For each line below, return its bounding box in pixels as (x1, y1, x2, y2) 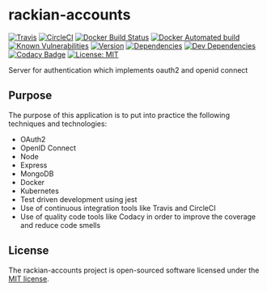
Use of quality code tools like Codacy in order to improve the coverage (19, 212, 256, 221)
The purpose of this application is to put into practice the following (8, 110, 231, 120)
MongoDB (19, 168, 54, 179)
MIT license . (8, 273, 50, 284)
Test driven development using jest (19, 194, 138, 204)
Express (19, 160, 48, 170)
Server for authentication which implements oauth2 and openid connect (8, 65, 248, 74)
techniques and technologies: (8, 119, 108, 129)
